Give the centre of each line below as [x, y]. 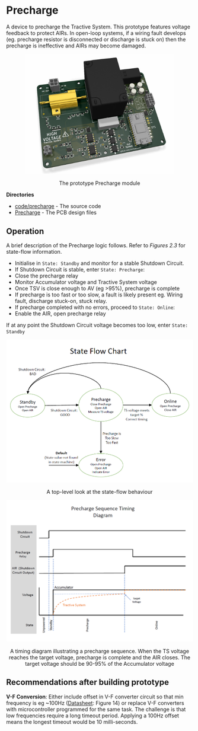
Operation [25, 231]
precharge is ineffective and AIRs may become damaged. [76, 46]
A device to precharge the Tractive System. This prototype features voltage [98, 27]
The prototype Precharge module [100, 183]
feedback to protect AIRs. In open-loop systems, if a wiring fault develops [96, 33]
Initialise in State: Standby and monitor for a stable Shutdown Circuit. [99, 263]
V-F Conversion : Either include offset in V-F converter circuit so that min [95, 697]
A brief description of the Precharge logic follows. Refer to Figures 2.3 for [96, 245]
